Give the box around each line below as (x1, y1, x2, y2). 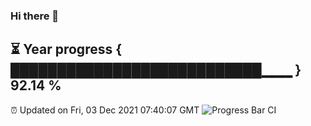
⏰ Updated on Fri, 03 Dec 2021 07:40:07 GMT (10, 104, 200, 116)
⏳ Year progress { (10, 41, 123, 58)
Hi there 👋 (10, 9, 60, 23)
